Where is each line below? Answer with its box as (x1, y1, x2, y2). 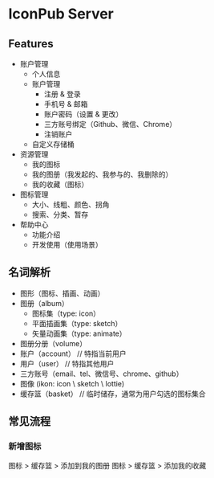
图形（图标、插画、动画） (19, 288, 105, 298)
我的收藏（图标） (31, 180, 89, 189)
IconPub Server (8, 5, 115, 23)
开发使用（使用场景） (31, 240, 103, 249)
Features (8, 37, 54, 51)
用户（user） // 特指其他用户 (19, 358, 115, 368)
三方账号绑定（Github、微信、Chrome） (43, 120, 177, 129)
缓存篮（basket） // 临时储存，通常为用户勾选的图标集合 (19, 389, 206, 398)
